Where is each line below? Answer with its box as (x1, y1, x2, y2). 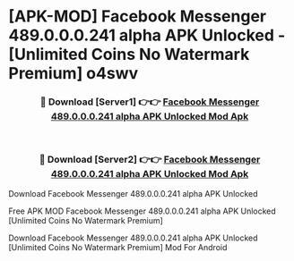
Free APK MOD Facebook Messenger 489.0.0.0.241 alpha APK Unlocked (8, 206, 277, 216)
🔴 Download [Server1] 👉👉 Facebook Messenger (39, 96, 260, 108)
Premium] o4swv (8, 63, 139, 84)
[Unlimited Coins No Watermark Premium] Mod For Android (8, 241, 228, 252)
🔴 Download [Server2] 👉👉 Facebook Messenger (39, 154, 261, 166)
